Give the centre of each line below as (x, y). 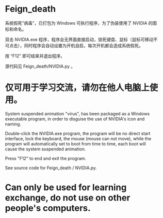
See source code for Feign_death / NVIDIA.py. (51, 168)
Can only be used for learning (66, 188)
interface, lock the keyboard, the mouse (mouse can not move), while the (78, 138)
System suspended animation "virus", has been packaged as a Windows (77, 113)
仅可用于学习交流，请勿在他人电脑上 (77, 88)
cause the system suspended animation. (45, 149)
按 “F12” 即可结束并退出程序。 (35, 56)
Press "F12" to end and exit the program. (46, 158)
